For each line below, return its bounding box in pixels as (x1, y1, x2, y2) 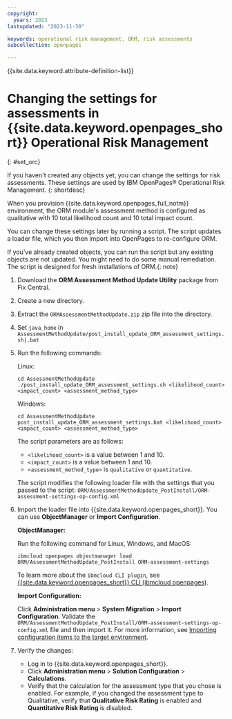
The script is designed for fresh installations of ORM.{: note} (7, 263, 178, 271)
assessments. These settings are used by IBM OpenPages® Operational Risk (7, 179, 225, 187)
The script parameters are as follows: (17, 437, 124, 446)
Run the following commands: (17, 349, 102, 357)
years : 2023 (13, 17, 48, 23)
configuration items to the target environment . (17, 633, 148, 642)
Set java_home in (17, 324, 64, 332)
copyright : (7, 10, 39, 17)
